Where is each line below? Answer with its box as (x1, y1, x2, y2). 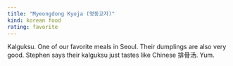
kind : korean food (7, 17, 61, 24)
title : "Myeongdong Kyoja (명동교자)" (7, 10, 115, 18)
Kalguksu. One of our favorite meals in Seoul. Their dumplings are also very (7, 43, 227, 51)
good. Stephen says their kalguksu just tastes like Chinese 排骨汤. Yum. (7, 51, 215, 60)
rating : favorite (7, 23, 58, 30)
